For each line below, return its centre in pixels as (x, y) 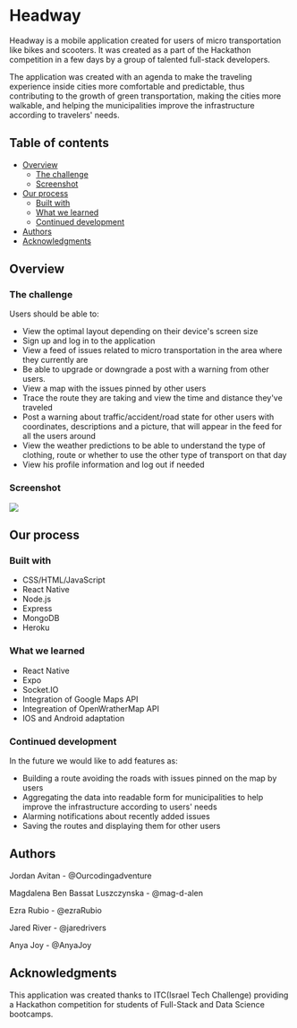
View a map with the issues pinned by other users (114, 389)
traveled (38, 408)
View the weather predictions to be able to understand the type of (144, 445)
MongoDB (41, 618)
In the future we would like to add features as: (94, 761)
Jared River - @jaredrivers (58, 928)
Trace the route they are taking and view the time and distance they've (153, 398)
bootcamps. (31, 1014)
